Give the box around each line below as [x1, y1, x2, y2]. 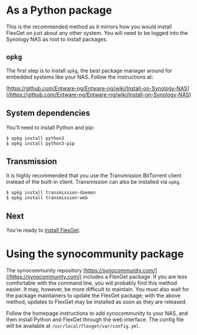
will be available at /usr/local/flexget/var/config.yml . [6, 323, 141, 330]
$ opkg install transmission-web [6, 195, 88, 201]
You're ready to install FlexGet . [6, 227, 81, 234]
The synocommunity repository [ [6, 267, 86, 274]
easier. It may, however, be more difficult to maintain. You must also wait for [6, 286, 189, 293]
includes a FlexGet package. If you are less [83, 273, 188, 281]
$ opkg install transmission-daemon [6, 190, 96, 196]
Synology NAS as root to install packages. [6, 35, 108, 43]
